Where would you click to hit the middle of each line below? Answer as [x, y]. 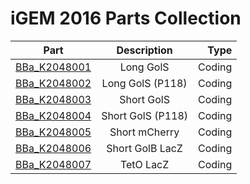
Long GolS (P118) [144, 83]
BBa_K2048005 [53, 132]
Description [144, 50]
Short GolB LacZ [144, 148]
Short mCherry [144, 132]
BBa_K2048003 [53, 99]
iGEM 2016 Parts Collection [126, 18]
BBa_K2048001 [53, 67]
